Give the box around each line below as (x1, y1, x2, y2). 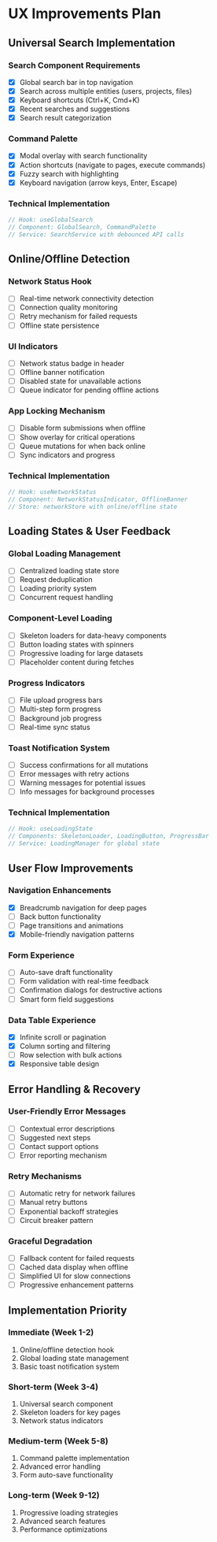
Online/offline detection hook (19, 1344, 115, 1355)
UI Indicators (8, 340, 58, 351)
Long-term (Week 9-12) (8, 1490, 100, 1501)
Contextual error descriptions (19, 1124, 116, 1133)
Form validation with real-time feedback (19, 977, 149, 986)
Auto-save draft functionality (19, 968, 113, 977)
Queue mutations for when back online (19, 441, 145, 450)
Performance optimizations (19, 1525, 108, 1534)
